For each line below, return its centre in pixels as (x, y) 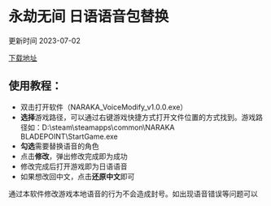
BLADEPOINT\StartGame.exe (69, 136)
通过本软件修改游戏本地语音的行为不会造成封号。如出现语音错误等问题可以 (133, 193)
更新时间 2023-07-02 (45, 41)
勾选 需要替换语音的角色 (59, 146)
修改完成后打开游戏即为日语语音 (74, 166)
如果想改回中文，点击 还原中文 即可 (77, 176)
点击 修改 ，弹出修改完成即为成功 (74, 156)
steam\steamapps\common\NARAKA (113, 127)
